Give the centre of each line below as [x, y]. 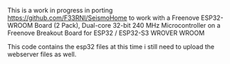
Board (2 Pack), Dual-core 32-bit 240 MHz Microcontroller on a [127, 25]
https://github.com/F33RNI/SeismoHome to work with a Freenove [103, 18]
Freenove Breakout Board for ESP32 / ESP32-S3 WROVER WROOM [106, 33]
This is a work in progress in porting [60, 10]
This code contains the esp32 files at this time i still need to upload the [111, 47]
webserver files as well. [42, 54]
